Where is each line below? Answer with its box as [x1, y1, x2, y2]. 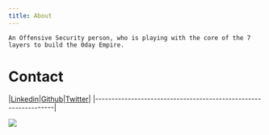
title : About [8, 11, 53, 20]
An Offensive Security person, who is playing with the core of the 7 [8, 34, 251, 42]
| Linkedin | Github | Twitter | [8, 94, 91, 104]
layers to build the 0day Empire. [8, 41, 125, 49]
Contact [8, 67, 64, 85]
